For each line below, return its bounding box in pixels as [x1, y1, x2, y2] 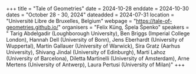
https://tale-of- [135, 18, 172, 24]
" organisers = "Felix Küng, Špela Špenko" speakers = [58, 23, 190, 31]
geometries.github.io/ [6, 23, 59, 31]
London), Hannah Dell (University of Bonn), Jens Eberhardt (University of [6, 36, 184, 43]
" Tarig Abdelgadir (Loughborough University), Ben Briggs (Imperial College [6, 30, 190, 37]
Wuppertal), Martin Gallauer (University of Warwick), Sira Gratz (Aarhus [6, 42, 181, 49]
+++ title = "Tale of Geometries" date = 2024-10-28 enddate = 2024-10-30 [6, 5, 189, 12]
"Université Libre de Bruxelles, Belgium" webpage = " [6, 18, 136, 24]
